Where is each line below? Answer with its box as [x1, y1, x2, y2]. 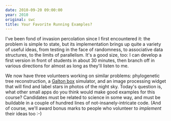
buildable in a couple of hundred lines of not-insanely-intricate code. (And [5, 100, 161, 106]
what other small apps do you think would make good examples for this [5, 89, 155, 95]
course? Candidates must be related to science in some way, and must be [5, 94, 161, 101]
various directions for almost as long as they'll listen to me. [5, 63, 129, 69]
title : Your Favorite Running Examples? [5, 21, 93, 27]
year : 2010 [5, 12, 29, 17]
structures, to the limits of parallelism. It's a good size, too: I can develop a [5, 52, 162, 58]
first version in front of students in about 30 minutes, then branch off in [5, 57, 155, 64]
